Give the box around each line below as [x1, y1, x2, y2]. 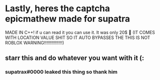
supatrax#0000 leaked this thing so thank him [5, 69, 117, 76]
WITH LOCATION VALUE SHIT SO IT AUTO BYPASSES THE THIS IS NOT [5, 35, 151, 40]
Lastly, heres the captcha [5, 3, 110, 14]
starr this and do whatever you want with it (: [5, 54, 144, 62]
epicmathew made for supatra [5, 13, 131, 24]
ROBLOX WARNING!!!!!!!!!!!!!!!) [5, 40, 65, 45]
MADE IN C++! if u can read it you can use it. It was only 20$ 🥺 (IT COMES [5, 29, 155, 35]
